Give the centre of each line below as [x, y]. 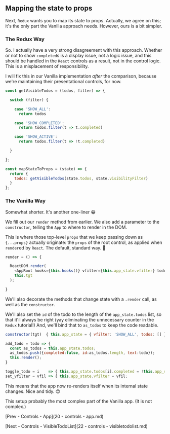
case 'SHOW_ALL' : [33, 109]
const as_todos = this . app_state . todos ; [53, 348]
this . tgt [24, 276]
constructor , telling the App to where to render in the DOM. [66, 227]
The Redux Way [25, 39]
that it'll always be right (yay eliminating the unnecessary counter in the [80, 319]
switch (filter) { [29, 100]
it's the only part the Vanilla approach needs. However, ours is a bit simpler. [84, 26]
